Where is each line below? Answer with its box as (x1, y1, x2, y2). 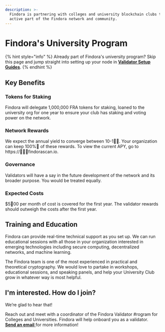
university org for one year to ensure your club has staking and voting (5, 110, 146, 116)
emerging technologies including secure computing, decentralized (5, 244, 139, 250)
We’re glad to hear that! (5, 302, 53, 307)
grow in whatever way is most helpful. (5, 274, 82, 280)
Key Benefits (5, 78, 45, 87)
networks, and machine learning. (5, 249, 72, 255)
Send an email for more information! (5, 322, 79, 328)
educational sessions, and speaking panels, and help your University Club (5, 269, 155, 275)
